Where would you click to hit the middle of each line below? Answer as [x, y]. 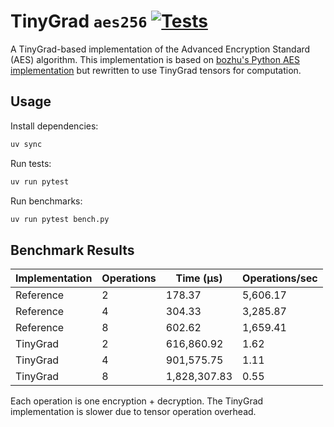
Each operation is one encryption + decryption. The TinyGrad [137, 401]
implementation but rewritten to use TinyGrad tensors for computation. [156, 70]
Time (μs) [199, 278]
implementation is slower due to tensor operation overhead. [133, 412]
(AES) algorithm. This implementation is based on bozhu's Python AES [155, 59]
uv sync [26, 144]
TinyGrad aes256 [79, 21]
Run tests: [31, 163]
